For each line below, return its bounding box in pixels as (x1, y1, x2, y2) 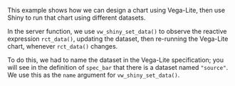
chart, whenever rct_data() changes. (7, 42, 118, 50)
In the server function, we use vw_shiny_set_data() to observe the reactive (7, 27, 227, 35)
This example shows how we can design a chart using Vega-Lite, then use (7, 6, 226, 14)
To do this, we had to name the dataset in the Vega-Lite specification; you (7, 56, 224, 64)
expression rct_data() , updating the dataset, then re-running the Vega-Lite (7, 35, 229, 43)
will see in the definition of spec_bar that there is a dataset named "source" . (7, 63, 229, 71)
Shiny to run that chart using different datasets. (7, 13, 146, 22)
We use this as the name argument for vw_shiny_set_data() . (7, 70, 180, 79)
